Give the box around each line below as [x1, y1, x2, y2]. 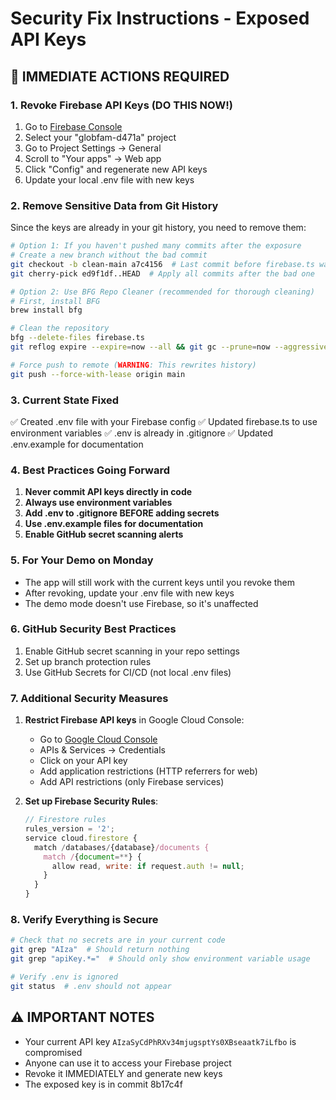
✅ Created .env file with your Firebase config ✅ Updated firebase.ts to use [10, 415, 318, 427]
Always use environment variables [24, 497, 173, 509]
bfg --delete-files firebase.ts [10, 333, 145, 343]
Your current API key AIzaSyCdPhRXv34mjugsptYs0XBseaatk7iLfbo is [24, 1035, 297, 1047]
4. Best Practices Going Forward [10, 463, 170, 477]
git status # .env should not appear [10, 981, 172, 991]
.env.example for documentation [10, 438, 144, 450]
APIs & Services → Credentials [39, 744, 166, 756]
